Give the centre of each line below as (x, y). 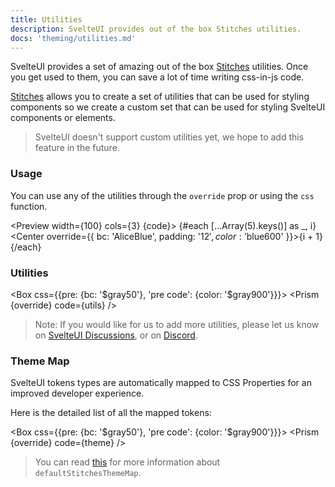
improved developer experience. (77, 393)
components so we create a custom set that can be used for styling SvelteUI (168, 107)
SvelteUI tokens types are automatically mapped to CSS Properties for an (161, 383)
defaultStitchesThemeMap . (88, 473)
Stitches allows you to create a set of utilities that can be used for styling (160, 97)
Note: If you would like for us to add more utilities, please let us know (177, 324)
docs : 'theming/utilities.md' (73, 38)
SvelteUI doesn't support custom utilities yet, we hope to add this (169, 137)
